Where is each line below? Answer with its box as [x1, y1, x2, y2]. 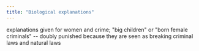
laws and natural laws [6, 39, 61, 46]
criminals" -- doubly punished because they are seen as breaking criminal [6, 32, 193, 40]
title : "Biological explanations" [6, 9, 95, 15]
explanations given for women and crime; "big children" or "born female [6, 26, 188, 33]
